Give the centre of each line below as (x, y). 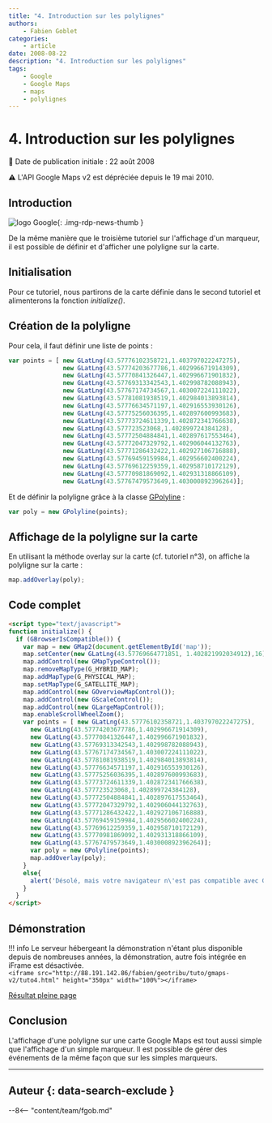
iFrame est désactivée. (46, 965)
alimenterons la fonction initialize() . (67, 300)
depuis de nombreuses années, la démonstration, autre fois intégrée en (127, 957)
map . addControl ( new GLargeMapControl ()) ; (93, 707)
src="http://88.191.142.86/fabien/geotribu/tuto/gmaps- (134, 973)
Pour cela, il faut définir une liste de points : (81, 345)
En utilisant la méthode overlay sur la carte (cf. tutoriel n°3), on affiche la (129, 556)
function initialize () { (50, 631)
